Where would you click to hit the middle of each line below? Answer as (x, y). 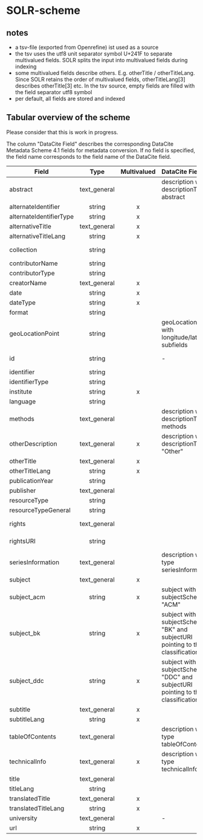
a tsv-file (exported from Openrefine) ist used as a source (87, 47)
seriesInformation (34, 562)
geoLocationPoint (34, 333)
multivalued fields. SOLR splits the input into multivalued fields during (101, 60)
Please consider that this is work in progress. (62, 132)
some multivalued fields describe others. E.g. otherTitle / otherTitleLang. (105, 73)
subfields (175, 345)
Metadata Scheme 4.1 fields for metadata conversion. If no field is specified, (101, 150)
